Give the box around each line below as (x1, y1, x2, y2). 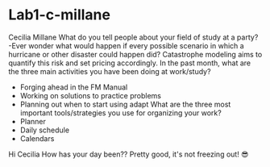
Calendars (19, 133, 55, 143)
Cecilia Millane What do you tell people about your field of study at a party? (8, 32, 259, 42)
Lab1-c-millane (8, 6, 111, 24)
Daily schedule (19, 125, 70, 135)
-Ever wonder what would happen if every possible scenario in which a (8, 40, 244, 50)
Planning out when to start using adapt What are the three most (19, 99, 231, 109)
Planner (19, 116, 46, 126)
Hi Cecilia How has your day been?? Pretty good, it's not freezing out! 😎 (8, 149, 249, 159)
